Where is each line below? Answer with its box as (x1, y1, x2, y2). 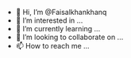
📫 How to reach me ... (15, 42, 90, 50)
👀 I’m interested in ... (15, 16, 83, 25)
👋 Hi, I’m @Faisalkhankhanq (15, 8, 107, 16)
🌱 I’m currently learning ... (15, 24, 101, 33)
